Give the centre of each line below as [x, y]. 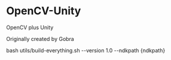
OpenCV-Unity [44, 11]
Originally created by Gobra [40, 39]
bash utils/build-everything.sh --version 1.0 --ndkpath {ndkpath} [86, 50]
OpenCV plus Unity [30, 27]
